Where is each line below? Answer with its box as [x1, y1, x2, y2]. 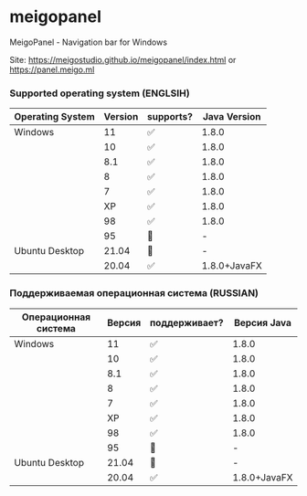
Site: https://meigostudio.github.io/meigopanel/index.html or [9, 54, 237, 65]
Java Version [202, 111, 261, 123]
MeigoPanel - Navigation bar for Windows [9, 37, 167, 47]
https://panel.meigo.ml [9, 64, 95, 75]
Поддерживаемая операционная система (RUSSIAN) [9, 287, 259, 300]
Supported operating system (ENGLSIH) [9, 87, 190, 100]
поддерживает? [149, 316, 224, 329]
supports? [147, 111, 194, 123]
